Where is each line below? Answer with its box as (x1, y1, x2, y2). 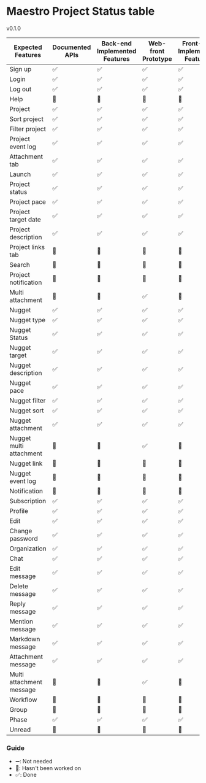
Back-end (101, 39, 132, 47)
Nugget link (9, 459, 43, 468)
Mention (9, 617, 34, 625)
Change (9, 526, 32, 535)
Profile (9, 506, 29, 515)
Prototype (142, 54, 172, 63)
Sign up (9, 64, 32, 73)
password (9, 534, 38, 542)
